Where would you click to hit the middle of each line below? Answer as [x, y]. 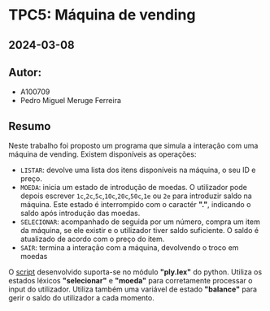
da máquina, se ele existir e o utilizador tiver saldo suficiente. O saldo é [139, 231]
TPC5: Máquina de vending [102, 15]
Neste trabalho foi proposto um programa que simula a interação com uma [133, 146]
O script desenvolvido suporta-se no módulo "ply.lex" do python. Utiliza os [135, 272]
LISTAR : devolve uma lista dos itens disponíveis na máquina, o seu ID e [138, 170]
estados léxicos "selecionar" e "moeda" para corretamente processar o [131, 281]
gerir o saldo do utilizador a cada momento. [81, 298]
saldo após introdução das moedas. [80, 214]
